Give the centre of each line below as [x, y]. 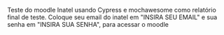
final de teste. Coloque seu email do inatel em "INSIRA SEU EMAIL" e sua [112, 17]
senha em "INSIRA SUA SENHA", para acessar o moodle [88, 24]
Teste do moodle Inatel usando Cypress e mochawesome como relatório [112, 10]
